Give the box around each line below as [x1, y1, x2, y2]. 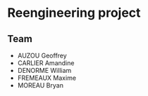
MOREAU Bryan [17, 81, 63, 89]
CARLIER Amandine [17, 59, 75, 67]
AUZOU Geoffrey [17, 51, 67, 60]
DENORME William [17, 67, 72, 74]
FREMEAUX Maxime [17, 74, 76, 82]
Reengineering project [7, 5, 141, 21]
